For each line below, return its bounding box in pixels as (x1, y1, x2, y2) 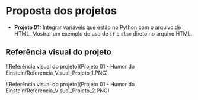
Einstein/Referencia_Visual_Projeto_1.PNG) (5, 69, 108, 76)
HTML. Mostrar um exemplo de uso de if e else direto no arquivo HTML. (14, 30, 193, 37)
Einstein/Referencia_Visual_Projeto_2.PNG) (5, 87, 110, 94)
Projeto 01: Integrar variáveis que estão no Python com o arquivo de (14, 24, 181, 31)
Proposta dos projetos (5, 4, 117, 18)
